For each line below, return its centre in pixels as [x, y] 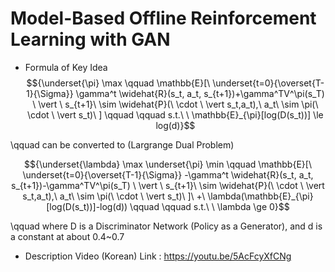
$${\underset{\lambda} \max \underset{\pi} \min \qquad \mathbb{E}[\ [168, 164]
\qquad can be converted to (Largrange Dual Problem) [122, 144]
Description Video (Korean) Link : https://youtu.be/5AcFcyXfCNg [158, 256]
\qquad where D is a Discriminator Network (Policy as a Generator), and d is [166, 226]
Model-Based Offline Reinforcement [163, 18]
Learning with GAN [90, 39]
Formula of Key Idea [66, 67]
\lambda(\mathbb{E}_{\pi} [260, 196]
